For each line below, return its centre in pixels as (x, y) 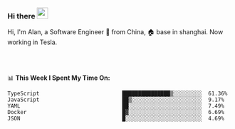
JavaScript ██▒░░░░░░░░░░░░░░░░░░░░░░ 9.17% (116, 100)
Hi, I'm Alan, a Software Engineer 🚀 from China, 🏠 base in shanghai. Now (115, 32)
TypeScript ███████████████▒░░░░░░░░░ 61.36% (117, 94)
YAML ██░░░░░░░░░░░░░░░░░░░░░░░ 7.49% (116, 106)
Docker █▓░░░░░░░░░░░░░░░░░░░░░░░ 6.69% (116, 113)
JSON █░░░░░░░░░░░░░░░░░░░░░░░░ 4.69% (116, 119)
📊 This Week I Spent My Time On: (59, 78)
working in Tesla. (32, 42)
